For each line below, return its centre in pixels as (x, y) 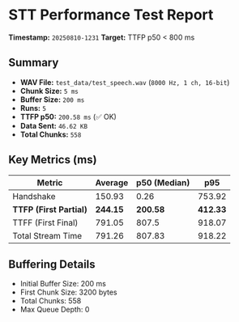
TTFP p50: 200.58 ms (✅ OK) (68, 117)
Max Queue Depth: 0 (55, 310)
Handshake (34, 196)
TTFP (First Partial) (50, 210)
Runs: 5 (33, 108)
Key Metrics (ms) (53, 160)
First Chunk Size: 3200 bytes (68, 292)
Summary (34, 63)
